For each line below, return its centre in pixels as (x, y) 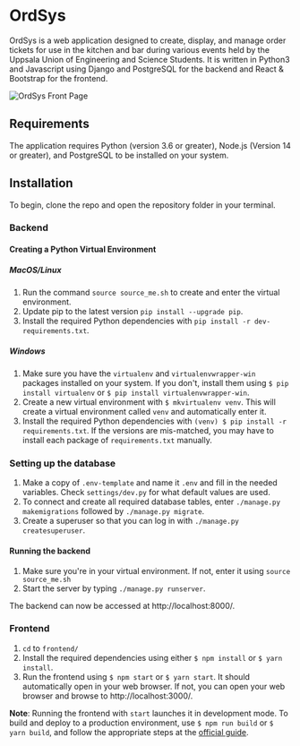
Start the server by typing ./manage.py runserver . (114, 588)
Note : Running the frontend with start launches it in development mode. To (149, 713)
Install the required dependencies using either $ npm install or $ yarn (152, 657)
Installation (41, 183)
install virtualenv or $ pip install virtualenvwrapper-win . (136, 393)
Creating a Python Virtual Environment (83, 249)
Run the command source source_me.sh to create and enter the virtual (151, 293)
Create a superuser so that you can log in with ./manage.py (130, 521)
